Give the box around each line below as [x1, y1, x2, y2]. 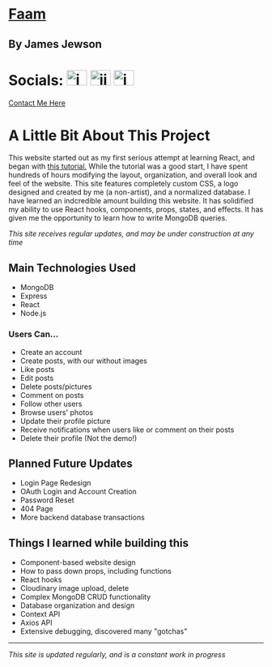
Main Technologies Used [8, 261, 136, 275]
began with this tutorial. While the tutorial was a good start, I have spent [8, 161, 249, 171]
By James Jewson [8, 37, 103, 51]
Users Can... [8, 329, 59, 340]
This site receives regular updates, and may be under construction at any [8, 229, 255, 239]
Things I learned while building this [8, 536, 189, 549]
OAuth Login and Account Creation [19, 487, 138, 497]
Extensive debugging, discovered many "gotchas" [19, 626, 188, 636]
